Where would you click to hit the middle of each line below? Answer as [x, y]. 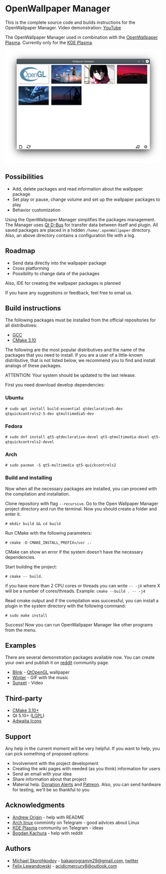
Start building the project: [31, 566]
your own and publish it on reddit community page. [57, 663]
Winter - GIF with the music [40, 678]
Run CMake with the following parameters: [49, 533]
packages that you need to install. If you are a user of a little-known [74, 355]
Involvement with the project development [55, 763]
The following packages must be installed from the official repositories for [81, 320]
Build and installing [29, 478]
